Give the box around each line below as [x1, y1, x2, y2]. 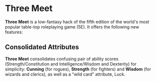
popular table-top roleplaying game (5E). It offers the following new [5, 24, 140, 29]
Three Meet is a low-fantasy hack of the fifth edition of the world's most [5, 19, 149, 25]
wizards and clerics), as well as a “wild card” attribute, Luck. [5, 71, 125, 77]
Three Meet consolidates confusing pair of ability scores [5, 56, 119, 62]
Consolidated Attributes [5, 43, 79, 51]
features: [5, 29, 23, 35]
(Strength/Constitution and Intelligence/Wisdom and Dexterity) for [5, 61, 137, 67]
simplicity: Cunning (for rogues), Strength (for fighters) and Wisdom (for [5, 66, 151, 72]
